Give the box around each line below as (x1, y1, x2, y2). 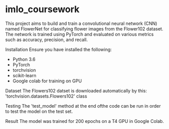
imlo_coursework (5, 4, 80, 15)
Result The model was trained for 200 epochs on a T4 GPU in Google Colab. (5, 118, 164, 124)
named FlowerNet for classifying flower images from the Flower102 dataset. (5, 25, 163, 31)
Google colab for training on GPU (12, 78, 82, 84)
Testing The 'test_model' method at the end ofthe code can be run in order (5, 103, 161, 109)
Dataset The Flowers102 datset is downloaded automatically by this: (5, 87, 147, 93)
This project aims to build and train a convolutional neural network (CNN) (5, 20, 158, 26)
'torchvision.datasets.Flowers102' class (5, 93, 88, 99)
